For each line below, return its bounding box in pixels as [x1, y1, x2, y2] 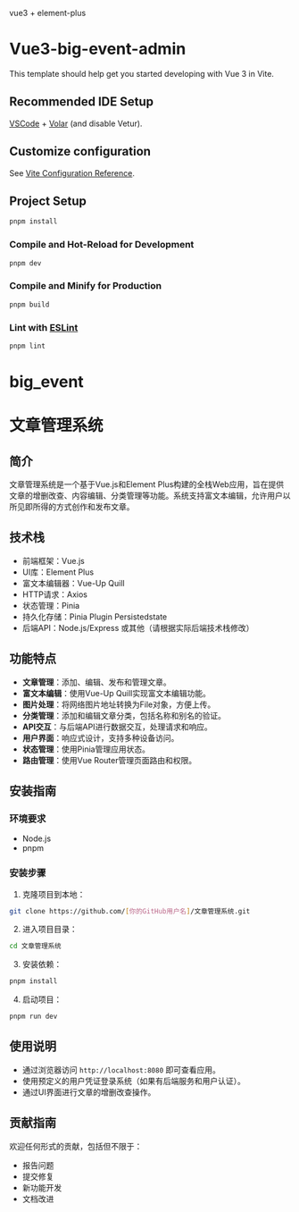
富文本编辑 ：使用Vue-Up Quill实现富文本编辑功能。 [21, 687, 212, 698]
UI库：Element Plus [21, 567, 95, 577]
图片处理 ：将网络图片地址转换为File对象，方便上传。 [21, 699, 216, 710]
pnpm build [9, 299, 50, 309]
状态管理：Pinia [21, 600, 80, 610]
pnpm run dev [9, 1012, 58, 1022]
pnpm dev [9, 258, 42, 267]
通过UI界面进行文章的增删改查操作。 [21, 1086, 156, 1098]
